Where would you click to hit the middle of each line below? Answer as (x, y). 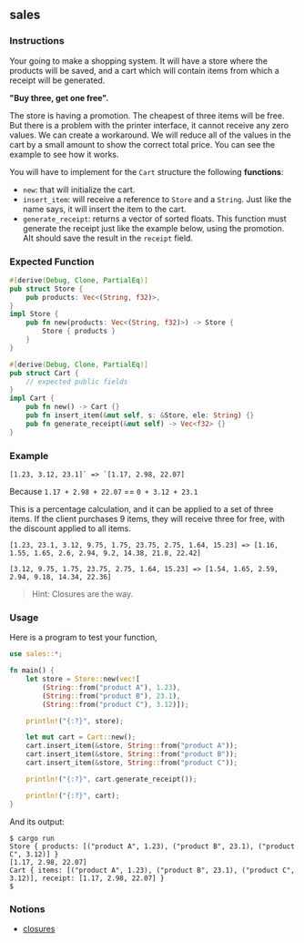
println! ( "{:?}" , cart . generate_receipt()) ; (111, 779)
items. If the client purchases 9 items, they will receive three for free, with (147, 519)
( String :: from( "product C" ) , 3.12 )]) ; (116, 704)
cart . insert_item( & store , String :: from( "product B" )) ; (132, 754)
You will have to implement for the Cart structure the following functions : (147, 171)
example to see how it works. (65, 154)
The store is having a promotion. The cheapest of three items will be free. (147, 115)
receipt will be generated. (57, 80)
